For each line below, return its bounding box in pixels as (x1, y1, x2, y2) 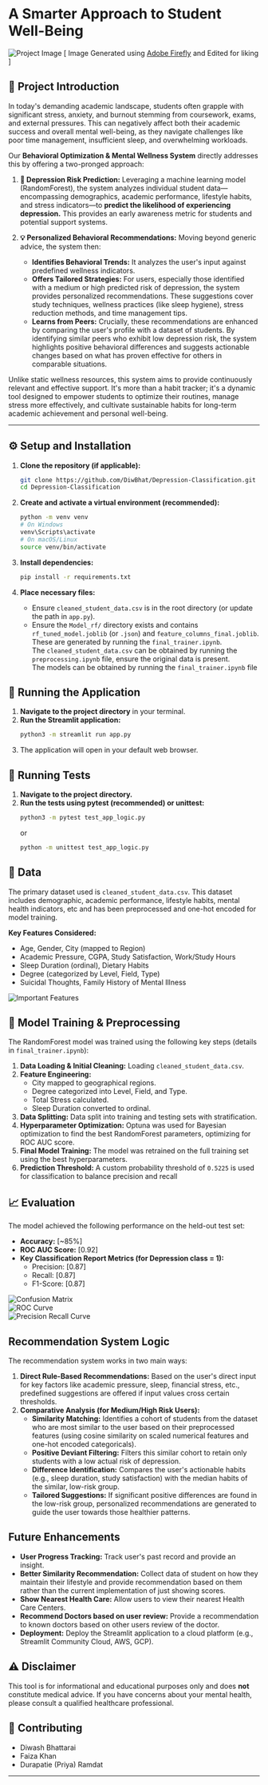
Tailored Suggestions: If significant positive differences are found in (31, 1491, 258, 1500)
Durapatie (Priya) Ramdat (19, 1759, 104, 1769)
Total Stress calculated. (31, 1095, 109, 1104)
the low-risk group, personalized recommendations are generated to (31, 1499, 257, 1508)
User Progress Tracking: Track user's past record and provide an (19, 1551, 237, 1561)
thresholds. (19, 1397, 57, 1407)
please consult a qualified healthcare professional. (8, 1698, 174, 1707)
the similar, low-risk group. (31, 1482, 120, 1491)
